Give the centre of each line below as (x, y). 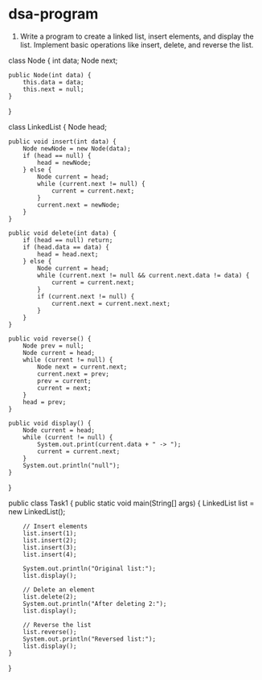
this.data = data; (53, 82)
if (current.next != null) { (86, 296)
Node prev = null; (53, 346)
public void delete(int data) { (62, 233)
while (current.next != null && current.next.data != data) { (143, 275)
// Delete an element (59, 589)
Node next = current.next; (82, 367)
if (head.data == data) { (66, 247)
